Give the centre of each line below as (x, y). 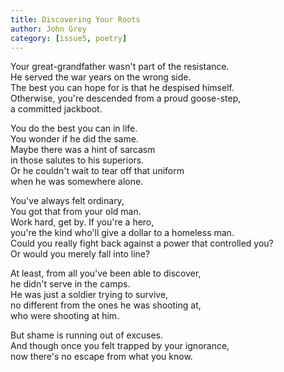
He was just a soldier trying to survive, (89, 295)
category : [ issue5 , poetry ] (69, 38)
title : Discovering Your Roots (75, 19)
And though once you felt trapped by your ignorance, (120, 346)
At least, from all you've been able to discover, (106, 273)
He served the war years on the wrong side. (101, 77)
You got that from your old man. (76, 212)
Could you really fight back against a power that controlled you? (142, 243)
